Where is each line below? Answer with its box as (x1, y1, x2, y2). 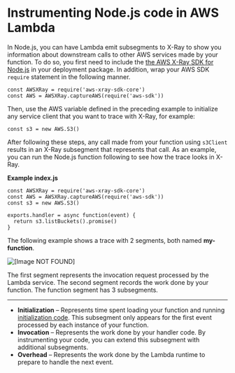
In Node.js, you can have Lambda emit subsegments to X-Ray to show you (7, 43, 222, 51)
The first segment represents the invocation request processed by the (7, 271, 209, 279)
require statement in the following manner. (7, 72, 131, 81)
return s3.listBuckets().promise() (13, 218, 117, 225)
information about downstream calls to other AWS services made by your (7, 50, 218, 59)
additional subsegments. (17, 343, 89, 351)
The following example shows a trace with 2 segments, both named (7, 236, 202, 244)
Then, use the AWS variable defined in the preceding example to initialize (7, 104, 218, 113)
